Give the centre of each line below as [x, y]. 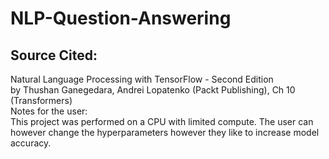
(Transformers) [41, 100]
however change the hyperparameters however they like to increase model [165, 132]
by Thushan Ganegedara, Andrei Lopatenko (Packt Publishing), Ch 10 [153, 90]
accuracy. [31, 143]
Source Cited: [54, 55]
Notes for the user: [49, 111]
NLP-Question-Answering [121, 18]
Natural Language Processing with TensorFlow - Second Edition [142, 79]
